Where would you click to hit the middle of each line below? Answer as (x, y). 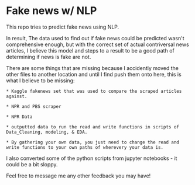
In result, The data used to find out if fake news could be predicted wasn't (95, 38)
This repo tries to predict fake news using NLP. (63, 27)
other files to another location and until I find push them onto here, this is (94, 74)
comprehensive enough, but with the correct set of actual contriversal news (97, 44)
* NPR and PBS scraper (34, 106)
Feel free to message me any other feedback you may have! (78, 176)
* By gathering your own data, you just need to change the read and (93, 142)
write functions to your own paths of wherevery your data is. (85, 147)
